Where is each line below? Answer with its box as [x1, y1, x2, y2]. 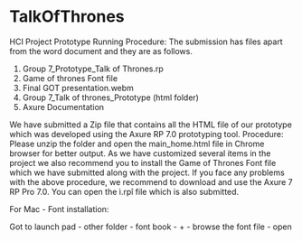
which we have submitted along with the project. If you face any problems [9, 167, 285, 178]
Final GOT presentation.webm [22, 82, 134, 93]
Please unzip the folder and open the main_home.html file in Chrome [9, 138, 265, 149]
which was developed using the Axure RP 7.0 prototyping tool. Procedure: [9, 128, 284, 139]
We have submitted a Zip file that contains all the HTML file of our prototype [9, 119, 292, 130]
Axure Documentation [22, 101, 105, 112]
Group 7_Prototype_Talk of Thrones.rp [22, 63, 165, 74]
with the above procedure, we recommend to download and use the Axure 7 [9, 176, 293, 187]
